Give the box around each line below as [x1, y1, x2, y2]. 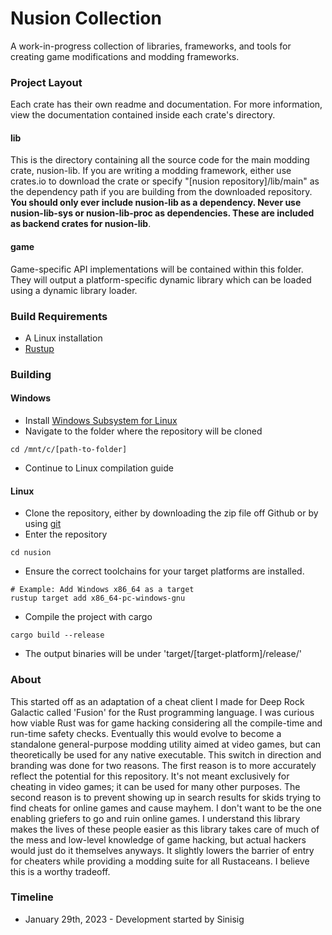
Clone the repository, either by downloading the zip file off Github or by [24, 507, 319, 519]
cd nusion [10, 548, 52, 558]
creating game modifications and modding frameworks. [10, 50, 240, 62]
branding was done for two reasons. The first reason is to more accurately [10, 759, 317, 771]
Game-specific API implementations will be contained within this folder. [10, 263, 304, 275]
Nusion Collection [10, 7, 162, 30]
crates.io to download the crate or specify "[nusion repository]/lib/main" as [10, 175, 320, 187]
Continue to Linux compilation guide [24, 462, 174, 474]
